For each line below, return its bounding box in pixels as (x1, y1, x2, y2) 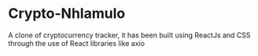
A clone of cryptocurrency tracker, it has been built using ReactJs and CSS (8, 30, 251, 40)
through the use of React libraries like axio (8, 38, 146, 47)
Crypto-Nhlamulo (8, 5, 126, 23)
